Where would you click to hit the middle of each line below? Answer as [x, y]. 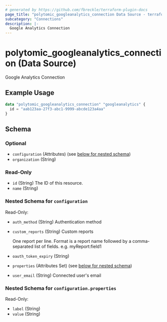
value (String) [26, 314]
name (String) [25, 188]
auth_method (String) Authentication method [57, 221]
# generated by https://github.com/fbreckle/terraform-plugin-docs [77, 10]
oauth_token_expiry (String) [41, 256]
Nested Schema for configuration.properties [61, 288]
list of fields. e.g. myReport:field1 [68, 246]
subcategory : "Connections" [34, 19]
